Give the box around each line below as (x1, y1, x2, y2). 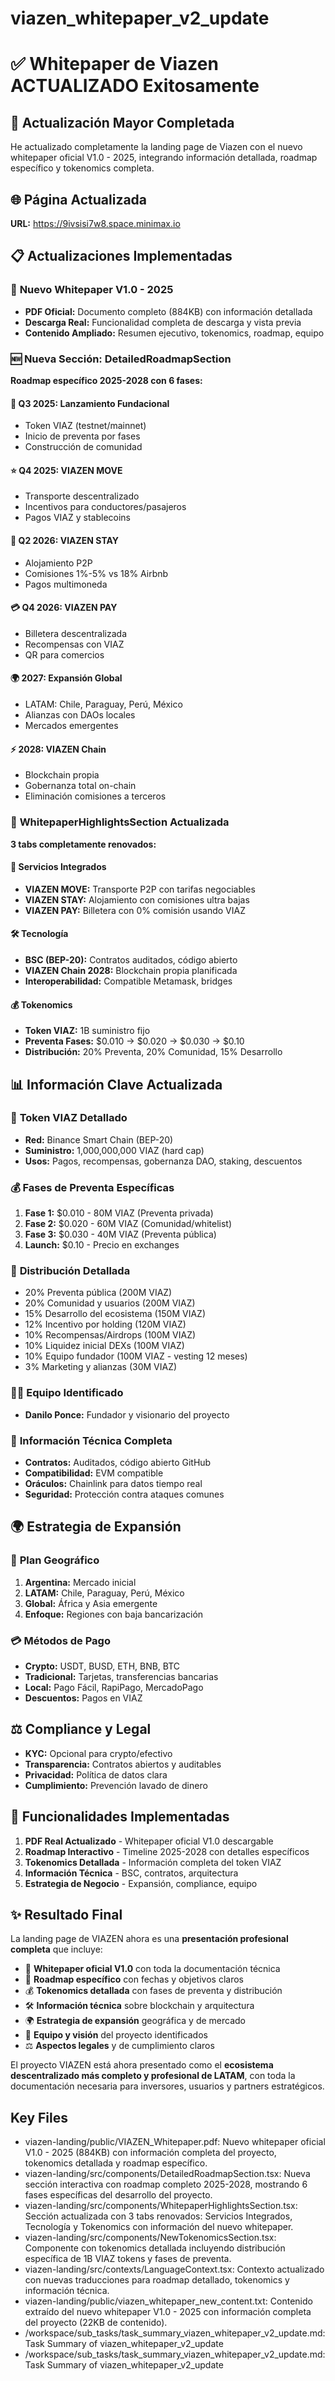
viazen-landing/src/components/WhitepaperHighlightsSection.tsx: (24, 2200, 298, 2212)
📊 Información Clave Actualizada (10, 1076, 223, 1093)
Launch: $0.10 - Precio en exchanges (24, 1239, 180, 1251)
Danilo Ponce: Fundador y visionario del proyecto (24, 1408, 230, 1421)
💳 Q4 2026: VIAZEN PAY (10, 602, 118, 614)
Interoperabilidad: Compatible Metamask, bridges (24, 975, 233, 987)
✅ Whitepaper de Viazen (10, 53, 219, 76)
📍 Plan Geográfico (10, 1553, 100, 1567)
